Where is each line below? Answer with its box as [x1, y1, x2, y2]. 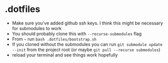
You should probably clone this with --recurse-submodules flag [12, 30, 142, 36]
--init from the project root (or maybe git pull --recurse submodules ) [12, 46, 160, 52]
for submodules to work [12, 25, 62, 31]
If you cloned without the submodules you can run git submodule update [12, 41, 163, 47]
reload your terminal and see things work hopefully [12, 51, 118, 58]
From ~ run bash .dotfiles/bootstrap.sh [12, 36, 97, 42]
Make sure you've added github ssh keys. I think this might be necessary [12, 20, 163, 26]
